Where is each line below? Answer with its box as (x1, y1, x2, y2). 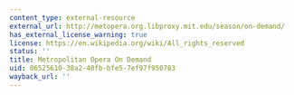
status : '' (9, 47, 51, 56)
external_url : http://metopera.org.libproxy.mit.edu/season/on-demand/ (9, 22, 285, 31)
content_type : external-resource (9, 13, 136, 23)
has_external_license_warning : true (9, 30, 147, 39)
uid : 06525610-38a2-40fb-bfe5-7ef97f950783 (9, 64, 176, 73)
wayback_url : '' (9, 72, 71, 81)
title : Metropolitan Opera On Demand (9, 55, 152, 64)
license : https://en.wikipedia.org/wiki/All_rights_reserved (9, 38, 245, 48)
